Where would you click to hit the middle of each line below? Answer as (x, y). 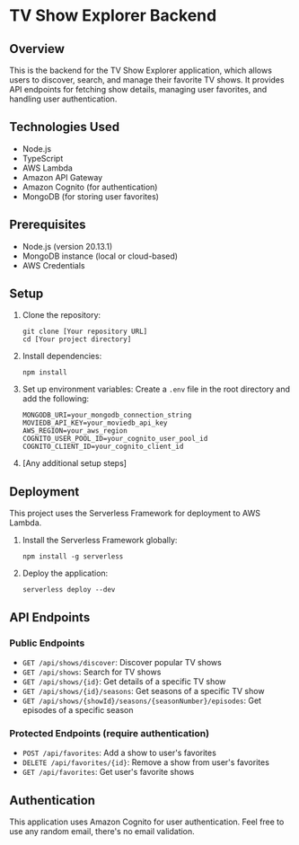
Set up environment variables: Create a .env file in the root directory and (156, 389)
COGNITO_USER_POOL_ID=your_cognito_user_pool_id (115, 439)
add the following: (56, 399)
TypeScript (43, 158)
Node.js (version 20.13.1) (67, 246)
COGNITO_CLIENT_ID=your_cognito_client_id (103, 447)
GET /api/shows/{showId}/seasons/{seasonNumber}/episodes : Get (142, 700)
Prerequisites (48, 225)
